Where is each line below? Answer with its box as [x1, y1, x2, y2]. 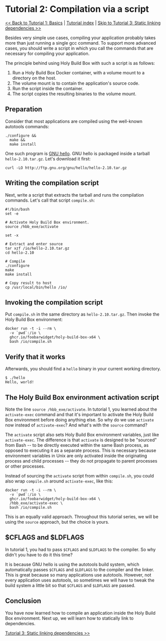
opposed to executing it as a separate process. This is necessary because [5, 447, 157, 453]
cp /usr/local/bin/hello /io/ [5, 285, 68, 290]
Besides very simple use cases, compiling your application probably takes [5, 35, 156, 41]
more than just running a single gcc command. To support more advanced [5, 40, 157, 46]
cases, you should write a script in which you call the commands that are [5, 45, 154, 51]
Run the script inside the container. [12, 85, 84, 91]
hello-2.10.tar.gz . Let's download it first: [5, 156, 91, 161]
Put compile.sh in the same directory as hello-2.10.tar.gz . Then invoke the [5, 311, 160, 318]
